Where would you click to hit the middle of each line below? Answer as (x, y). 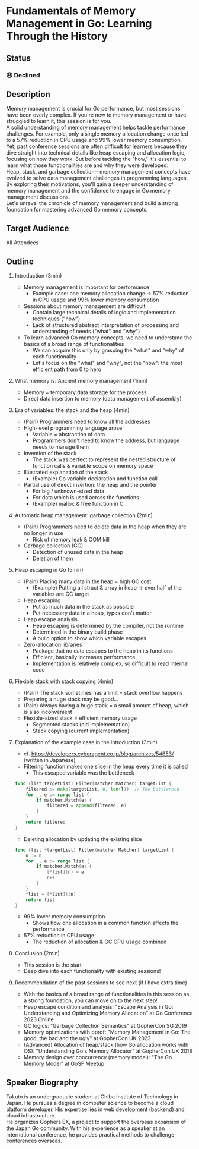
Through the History (57, 36)
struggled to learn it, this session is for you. (59, 121)
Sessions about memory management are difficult (84, 306)
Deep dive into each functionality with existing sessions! (92, 971)
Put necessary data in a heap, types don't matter (92, 613)
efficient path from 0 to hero (67, 369)
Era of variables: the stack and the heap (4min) (72, 410)
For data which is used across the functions (86, 497)
